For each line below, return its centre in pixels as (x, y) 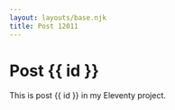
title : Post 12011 (44, 26)
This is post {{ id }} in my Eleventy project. (88, 96)
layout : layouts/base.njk (58, 18)
